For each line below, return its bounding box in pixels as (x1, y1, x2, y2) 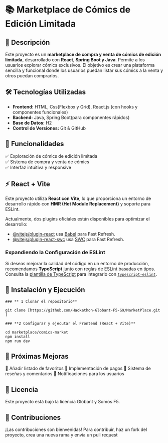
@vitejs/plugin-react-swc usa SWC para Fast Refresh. (12, 237, 124, 243)
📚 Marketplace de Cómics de (5, 4, 131, 16)
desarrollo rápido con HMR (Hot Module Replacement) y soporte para (5, 201, 151, 207)
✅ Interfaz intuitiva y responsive (5, 164, 72, 170)
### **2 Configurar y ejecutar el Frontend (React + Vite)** (5, 321, 136, 326)
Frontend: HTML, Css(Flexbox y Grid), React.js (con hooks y (12, 103, 138, 109)
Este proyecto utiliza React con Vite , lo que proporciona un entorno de (5, 195, 151, 201)
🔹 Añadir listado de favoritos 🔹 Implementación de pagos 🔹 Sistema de (5, 365, 151, 372)
